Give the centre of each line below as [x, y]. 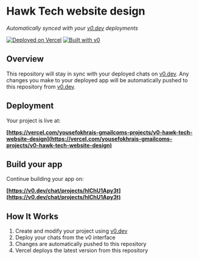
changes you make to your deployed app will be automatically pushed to [97, 80]
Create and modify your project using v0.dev [71, 231]
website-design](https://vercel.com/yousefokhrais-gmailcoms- [89, 139]
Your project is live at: [33, 121]
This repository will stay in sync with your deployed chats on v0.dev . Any [98, 74]
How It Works [33, 216]
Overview [25, 59]
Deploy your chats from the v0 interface [65, 237]
